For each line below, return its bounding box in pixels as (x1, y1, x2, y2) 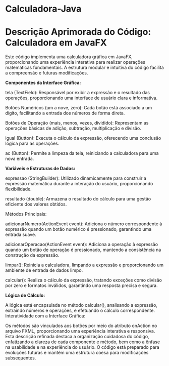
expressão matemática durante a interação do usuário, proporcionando (5, 181, 153, 187)
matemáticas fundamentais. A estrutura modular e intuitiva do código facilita (5, 64, 164, 71)
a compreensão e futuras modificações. (5, 70, 88, 76)
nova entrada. (5, 155, 34, 162)
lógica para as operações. (5, 140, 60, 147)
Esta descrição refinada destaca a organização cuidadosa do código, (5, 334, 150, 340)
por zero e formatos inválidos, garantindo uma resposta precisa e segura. (5, 282, 158, 289)
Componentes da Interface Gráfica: (5, 79, 81, 86)
